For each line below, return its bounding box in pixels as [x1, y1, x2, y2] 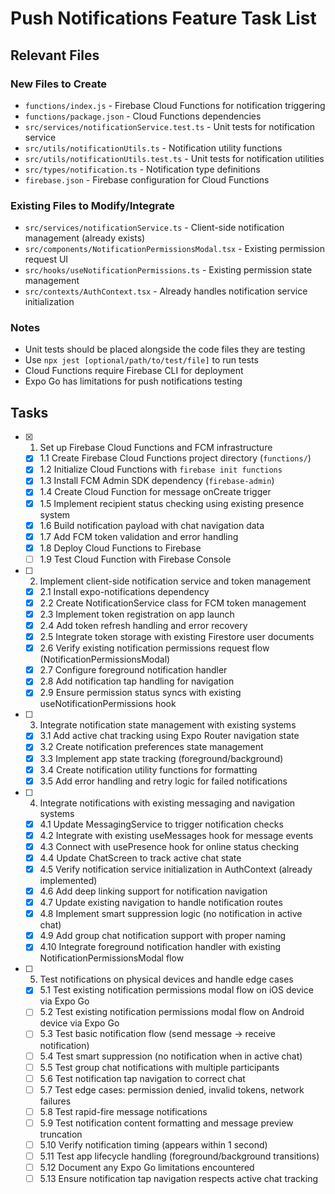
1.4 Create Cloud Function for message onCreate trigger [39, 486, 272, 498]
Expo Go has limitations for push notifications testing [24, 375, 243, 387]
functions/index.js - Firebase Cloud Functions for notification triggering [24, 99, 326, 111]
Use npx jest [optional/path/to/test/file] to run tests [24, 354, 259, 366]
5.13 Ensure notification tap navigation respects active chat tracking [39, 1173, 319, 1185]
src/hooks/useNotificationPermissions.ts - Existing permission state [24, 264, 313, 276]
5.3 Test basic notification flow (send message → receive [39, 1028, 276, 1040]
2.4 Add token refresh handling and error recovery [39, 620, 248, 632]
